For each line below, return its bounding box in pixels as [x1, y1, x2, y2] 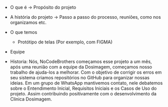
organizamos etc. [10, 20, 47, 25]
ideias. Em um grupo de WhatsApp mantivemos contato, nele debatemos [10, 80, 163, 86]
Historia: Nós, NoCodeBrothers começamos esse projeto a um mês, [10, 59, 152, 65]
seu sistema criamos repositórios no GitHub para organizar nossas [10, 75, 150, 80]
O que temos [10, 29, 38, 35]
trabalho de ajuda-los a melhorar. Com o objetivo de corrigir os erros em [10, 69, 162, 75]
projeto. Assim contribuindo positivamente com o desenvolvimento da [10, 91, 157, 96]
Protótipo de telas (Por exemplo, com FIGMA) [17, 39, 113, 45]
